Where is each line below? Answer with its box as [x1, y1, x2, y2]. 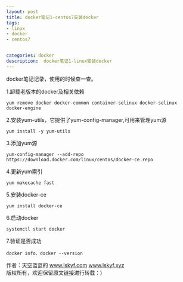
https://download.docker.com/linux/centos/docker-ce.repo [6, 157, 153, 163]
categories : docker [6, 53, 55, 59]
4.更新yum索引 [6, 168, 43, 175]
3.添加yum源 [6, 139, 38, 146]
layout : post [6, 8, 39, 15]
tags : [6, 20, 20, 26]
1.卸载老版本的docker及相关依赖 [6, 88, 85, 95]
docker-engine [6, 105, 42, 111]
